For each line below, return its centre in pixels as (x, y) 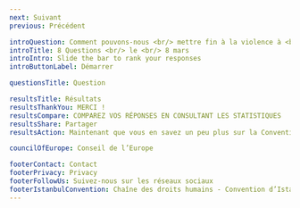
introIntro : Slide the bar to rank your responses (105, 59)
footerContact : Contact (54, 165)
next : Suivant (36, 17)
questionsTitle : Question (57, 83)
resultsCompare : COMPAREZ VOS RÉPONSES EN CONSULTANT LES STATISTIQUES (145, 116)
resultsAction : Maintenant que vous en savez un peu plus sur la (133, 132)
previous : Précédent (48, 26)
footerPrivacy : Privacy (54, 173)
